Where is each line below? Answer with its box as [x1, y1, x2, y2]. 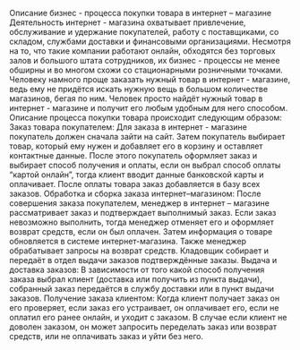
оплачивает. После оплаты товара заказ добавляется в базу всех [9, 179, 261, 189]
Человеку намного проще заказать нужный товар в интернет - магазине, [9, 74, 291, 84]
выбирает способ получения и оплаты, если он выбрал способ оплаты [9, 160, 281, 170]
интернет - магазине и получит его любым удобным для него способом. [9, 103, 288, 113]
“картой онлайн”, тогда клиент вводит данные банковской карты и [9, 169, 264, 180]
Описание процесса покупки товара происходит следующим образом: [9, 112, 282, 123]
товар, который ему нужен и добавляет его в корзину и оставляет [9, 141, 263, 151]
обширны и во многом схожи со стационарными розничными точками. [9, 64, 284, 75]
